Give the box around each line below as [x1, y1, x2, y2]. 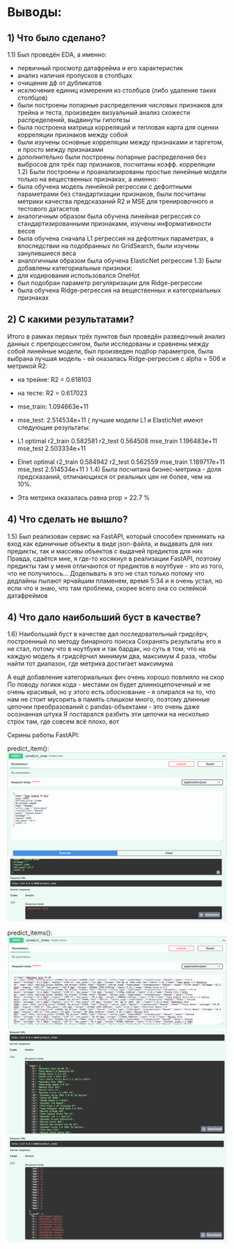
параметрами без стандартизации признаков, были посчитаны [17, 190, 206, 198]
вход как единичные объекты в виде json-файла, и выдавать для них [7, 539, 213, 548]
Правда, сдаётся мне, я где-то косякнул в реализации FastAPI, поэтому [7, 554, 221, 562]
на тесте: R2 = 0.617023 [17, 388, 88, 397]
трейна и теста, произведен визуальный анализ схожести [17, 109, 190, 116]
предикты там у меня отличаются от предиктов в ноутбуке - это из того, [7, 562, 224, 570]
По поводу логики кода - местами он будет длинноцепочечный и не [7, 680, 211, 689]
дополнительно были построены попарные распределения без [17, 153, 207, 161]
